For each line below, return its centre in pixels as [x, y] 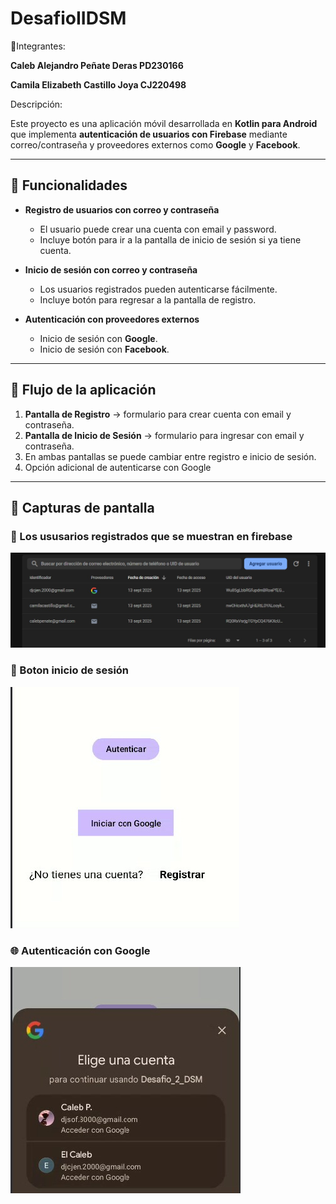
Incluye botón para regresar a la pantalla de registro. [148, 299]
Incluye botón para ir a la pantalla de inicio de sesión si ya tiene [170, 239]
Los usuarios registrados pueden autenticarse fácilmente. [158, 289]
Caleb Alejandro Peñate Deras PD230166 [97, 65]
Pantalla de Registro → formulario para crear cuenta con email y [158, 414]
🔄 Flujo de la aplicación [83, 390]
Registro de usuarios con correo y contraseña [122, 209]
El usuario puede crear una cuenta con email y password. [158, 229]
